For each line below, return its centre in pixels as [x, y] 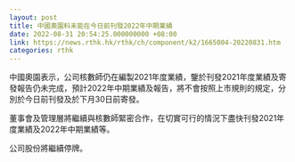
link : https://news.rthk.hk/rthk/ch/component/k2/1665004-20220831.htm [145, 42]
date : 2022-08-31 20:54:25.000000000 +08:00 [93, 34]
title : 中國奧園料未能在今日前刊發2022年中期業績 [91, 26]
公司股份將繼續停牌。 [48, 149]
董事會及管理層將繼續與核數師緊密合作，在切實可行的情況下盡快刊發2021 [143, 118]
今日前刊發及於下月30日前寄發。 [84, 100]
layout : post [33, 17]
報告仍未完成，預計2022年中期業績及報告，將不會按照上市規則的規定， [147, 88]
